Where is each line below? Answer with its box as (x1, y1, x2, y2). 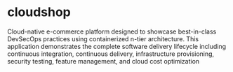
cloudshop (7, 4, 72, 20)
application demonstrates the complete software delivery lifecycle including (7, 42, 227, 50)
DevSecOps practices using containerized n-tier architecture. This (7, 34, 199, 43)
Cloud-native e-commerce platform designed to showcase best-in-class (7, 27, 217, 36)
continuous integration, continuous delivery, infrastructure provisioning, (7, 50, 215, 58)
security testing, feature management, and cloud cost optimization (7, 57, 200, 65)
